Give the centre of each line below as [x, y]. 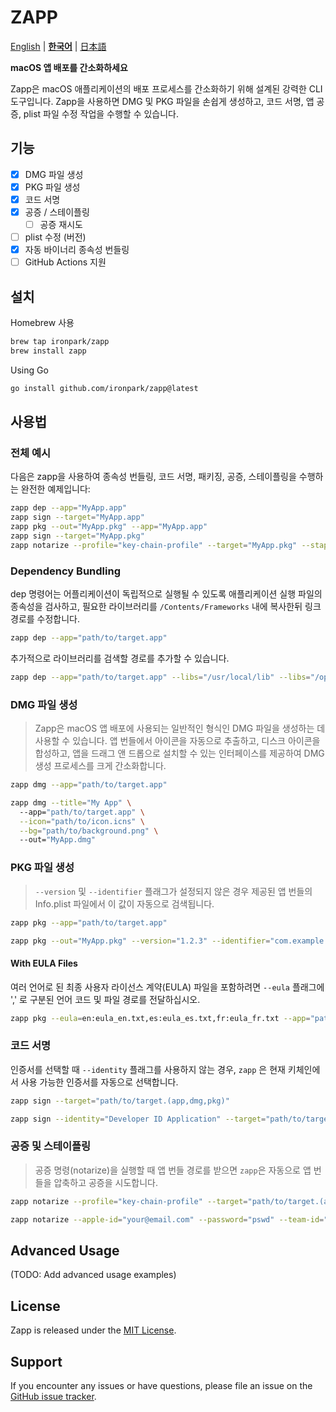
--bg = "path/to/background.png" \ [89, 831]
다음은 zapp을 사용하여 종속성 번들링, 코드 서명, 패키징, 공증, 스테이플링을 [153, 477]
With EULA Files [44, 963]
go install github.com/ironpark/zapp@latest [104, 388]
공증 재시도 [61, 224]
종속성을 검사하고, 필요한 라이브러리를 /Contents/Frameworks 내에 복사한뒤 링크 [166, 607]
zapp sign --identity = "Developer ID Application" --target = [138, 1119]
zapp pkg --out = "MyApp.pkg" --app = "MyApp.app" [109, 527]
